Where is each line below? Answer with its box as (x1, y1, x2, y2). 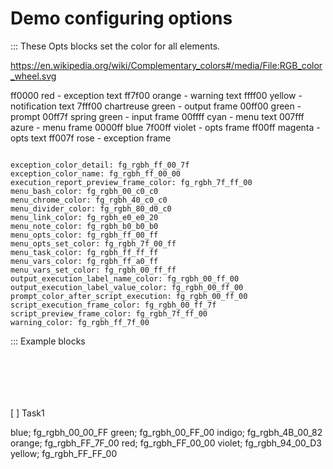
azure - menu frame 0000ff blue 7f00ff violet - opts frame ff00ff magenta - (10, 121, 321, 133)
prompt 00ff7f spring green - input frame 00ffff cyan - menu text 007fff (10, 110, 305, 122)
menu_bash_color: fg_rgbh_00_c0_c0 (10, 186, 159, 196)
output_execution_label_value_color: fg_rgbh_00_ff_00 (10, 282, 244, 292)
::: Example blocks (10, 335, 86, 347)
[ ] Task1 (10, 407, 45, 419)
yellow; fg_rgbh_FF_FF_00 (10, 447, 118, 459)
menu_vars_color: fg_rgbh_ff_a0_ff (10, 256, 159, 266)
